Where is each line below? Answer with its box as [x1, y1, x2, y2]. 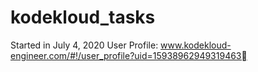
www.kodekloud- [160, 39, 232, 51]
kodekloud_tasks [10, 6, 156, 29]
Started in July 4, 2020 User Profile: [10, 39, 159, 51]
